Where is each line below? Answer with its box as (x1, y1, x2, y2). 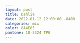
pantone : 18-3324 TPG (5, 30, 51, 35)
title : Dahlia (5, 12, 35, 17)
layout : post (5, 7, 33, 12)
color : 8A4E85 (5, 26, 35, 31)
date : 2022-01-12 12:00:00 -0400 (5, 16, 75, 21)
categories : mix (5, 21, 39, 26)
